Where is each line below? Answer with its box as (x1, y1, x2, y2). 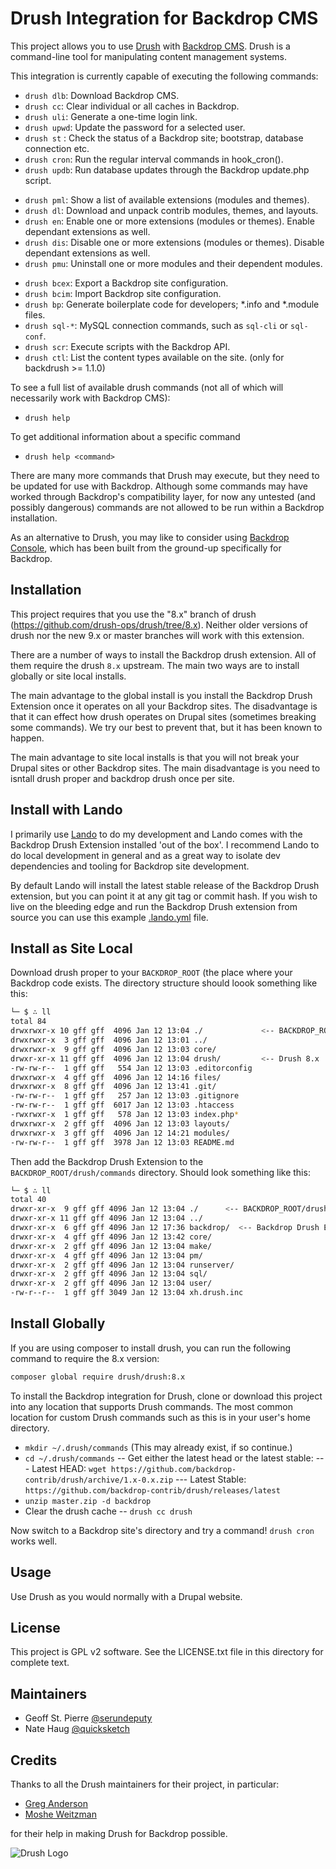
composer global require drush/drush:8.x (10, 1372, 186, 1382)
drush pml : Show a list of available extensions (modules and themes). (24, 193, 310, 206)
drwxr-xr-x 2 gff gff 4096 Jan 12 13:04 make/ (10, 1241, 213, 1251)
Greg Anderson (24, 1797, 88, 1809)
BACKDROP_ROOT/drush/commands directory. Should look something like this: (10, 1166, 311, 1178)
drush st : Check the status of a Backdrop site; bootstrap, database (24, 132, 304, 144)
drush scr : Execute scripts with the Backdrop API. (24, 340, 231, 352)
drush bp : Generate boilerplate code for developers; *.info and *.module (24, 298, 320, 310)
